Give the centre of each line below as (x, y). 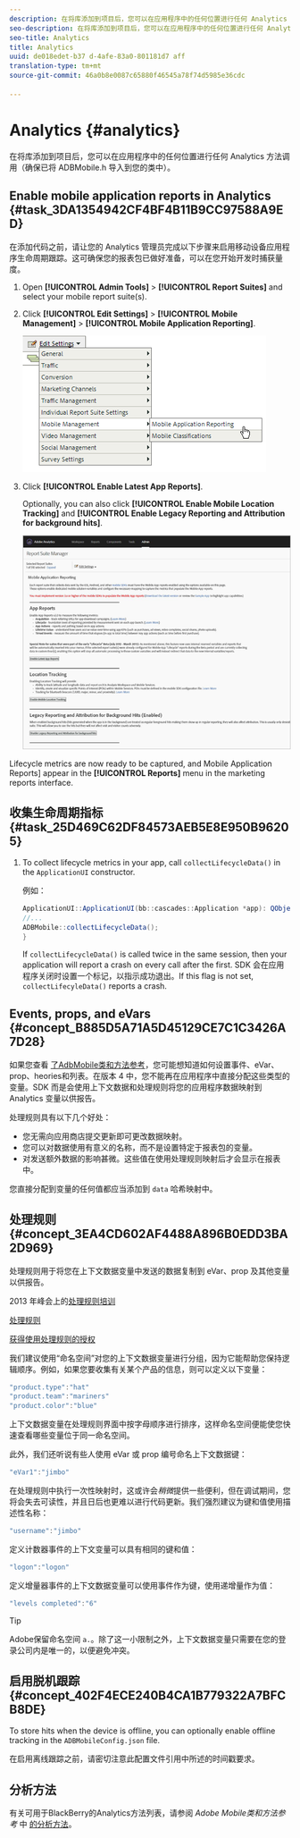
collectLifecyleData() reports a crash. (95, 986)
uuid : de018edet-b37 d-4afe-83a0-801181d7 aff (97, 57)
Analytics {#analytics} (95, 130)
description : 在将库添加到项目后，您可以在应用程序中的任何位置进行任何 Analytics (148, 19)
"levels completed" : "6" (54, 1603)
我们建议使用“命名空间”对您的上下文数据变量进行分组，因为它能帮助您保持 (146, 1358)
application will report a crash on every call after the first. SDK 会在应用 (153, 965)
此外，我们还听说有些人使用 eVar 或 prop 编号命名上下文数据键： (128, 1454)
